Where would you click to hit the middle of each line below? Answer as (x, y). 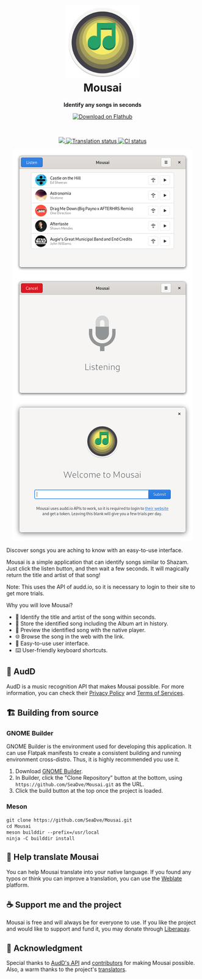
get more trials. (25, 593)
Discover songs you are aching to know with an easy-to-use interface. (95, 550)
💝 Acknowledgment (45, 948)
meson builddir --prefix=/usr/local (53, 832)
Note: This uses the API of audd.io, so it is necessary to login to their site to (101, 587)
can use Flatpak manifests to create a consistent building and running (94, 753)
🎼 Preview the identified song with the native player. (80, 630)
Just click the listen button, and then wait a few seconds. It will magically (98, 568)
